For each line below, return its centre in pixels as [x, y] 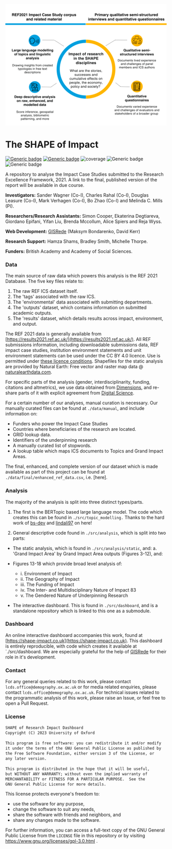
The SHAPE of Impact [52, 145]
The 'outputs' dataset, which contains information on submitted [80, 308]
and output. [25, 324]
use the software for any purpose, [49, 804]
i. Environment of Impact [46, 573]
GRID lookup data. [32, 435]
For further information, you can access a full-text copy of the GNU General [85, 830]
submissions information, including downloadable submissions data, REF [82, 345]
